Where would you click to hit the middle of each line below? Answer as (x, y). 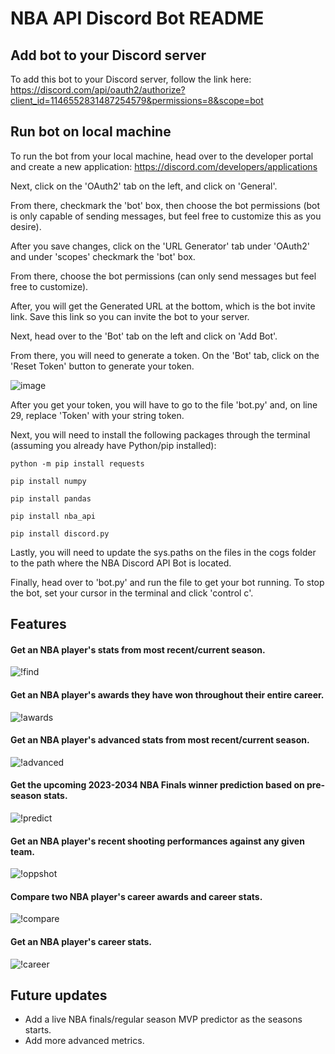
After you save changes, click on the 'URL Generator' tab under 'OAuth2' (160, 246)
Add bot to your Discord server (108, 55)
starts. (38, 1030)
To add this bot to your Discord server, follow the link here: (131, 79)
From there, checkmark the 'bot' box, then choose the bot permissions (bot (165, 205)
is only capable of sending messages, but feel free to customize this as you (166, 216)
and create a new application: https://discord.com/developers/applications (164, 166)
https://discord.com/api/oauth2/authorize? (98, 90)
